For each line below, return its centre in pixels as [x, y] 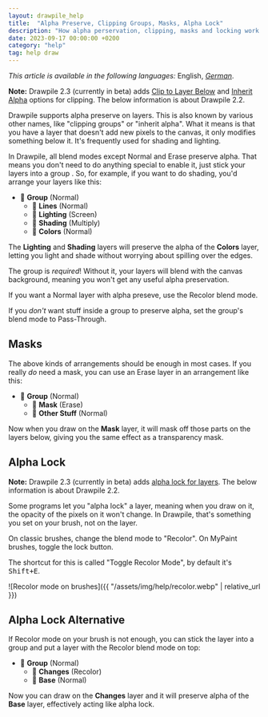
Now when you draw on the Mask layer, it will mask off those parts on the [130, 429]
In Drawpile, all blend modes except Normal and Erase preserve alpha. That [133, 156]
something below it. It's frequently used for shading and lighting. [115, 141]
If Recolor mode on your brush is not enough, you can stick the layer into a [131, 639]
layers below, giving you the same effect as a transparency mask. [116, 437]
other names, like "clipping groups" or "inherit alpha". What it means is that [132, 124]
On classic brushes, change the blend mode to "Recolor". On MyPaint [123, 538]
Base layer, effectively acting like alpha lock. [81, 704]
